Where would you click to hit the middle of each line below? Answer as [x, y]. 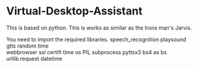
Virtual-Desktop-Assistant [75, 11]
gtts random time [27, 46]
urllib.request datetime [34, 58]
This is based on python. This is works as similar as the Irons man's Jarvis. [99, 28]
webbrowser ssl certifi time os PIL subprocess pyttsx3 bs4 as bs [87, 52]
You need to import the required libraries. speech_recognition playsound [96, 39]
